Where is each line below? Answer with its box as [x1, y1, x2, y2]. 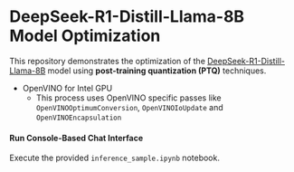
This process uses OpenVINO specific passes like [35, 92, 222, 103]
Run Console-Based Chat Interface [9, 132, 144, 143]
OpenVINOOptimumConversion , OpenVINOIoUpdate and [35, 101, 223, 112]
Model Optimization [9, 25, 161, 46]
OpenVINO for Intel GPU [22, 82, 113, 93]
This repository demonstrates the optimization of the [9, 55, 206, 66]
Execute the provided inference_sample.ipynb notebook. [9, 152, 220, 164]
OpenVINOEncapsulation [35, 113, 122, 122]
